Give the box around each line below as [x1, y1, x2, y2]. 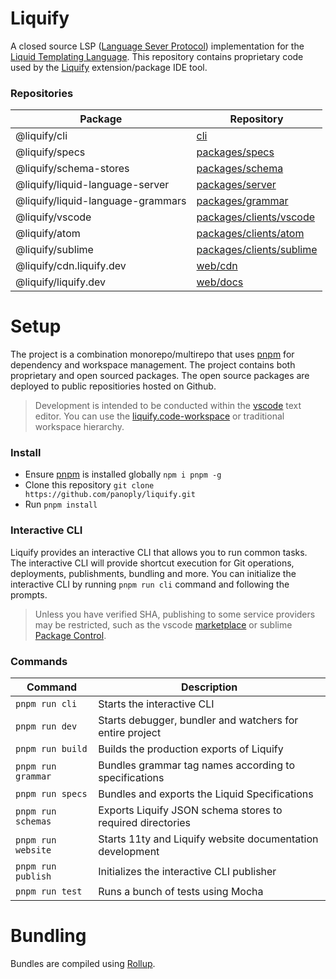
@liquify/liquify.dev [15, 275, 107, 289]
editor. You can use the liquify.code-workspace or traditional [34, 410, 285, 422]
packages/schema [196, 162, 284, 176]
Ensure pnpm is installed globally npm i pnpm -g [24, 468, 222, 481]
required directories [98, 816, 192, 830]
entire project [98, 726, 162, 740]
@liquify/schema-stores [15, 162, 130, 176]
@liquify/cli [15, 129, 68, 143]
